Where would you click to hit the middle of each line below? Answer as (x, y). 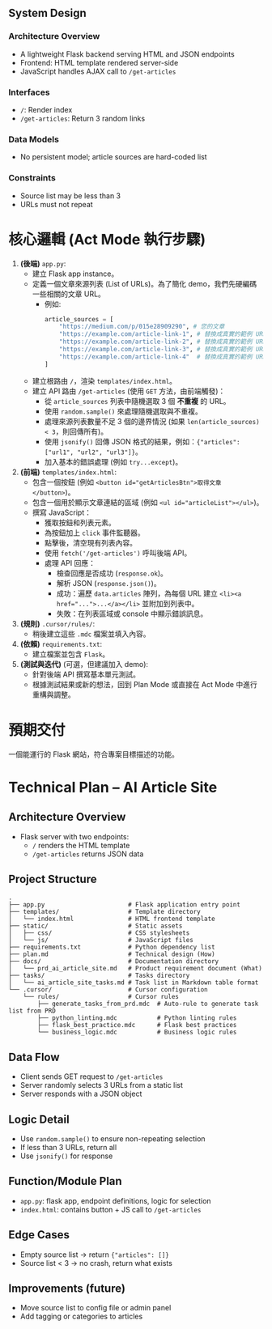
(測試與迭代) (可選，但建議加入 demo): (84, 664)
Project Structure (53, 879)
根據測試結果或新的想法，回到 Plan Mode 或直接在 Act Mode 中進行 (144, 684)
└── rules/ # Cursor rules (101, 997)
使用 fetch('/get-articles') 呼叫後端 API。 (118, 553)
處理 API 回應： (70, 563)
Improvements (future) (67, 1289)
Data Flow (34, 1057)
